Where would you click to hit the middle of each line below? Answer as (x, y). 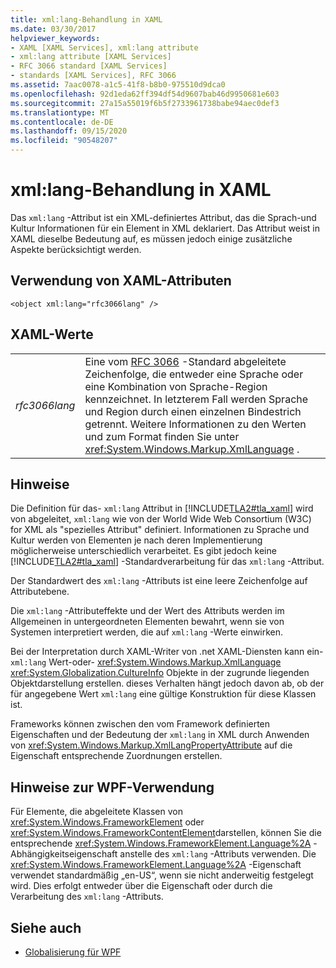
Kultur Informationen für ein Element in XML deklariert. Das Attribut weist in (165, 228)
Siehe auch (46, 927)
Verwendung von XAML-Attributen (121, 281)
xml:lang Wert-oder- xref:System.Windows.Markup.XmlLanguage (146, 662)
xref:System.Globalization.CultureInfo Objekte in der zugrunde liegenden (160, 673)
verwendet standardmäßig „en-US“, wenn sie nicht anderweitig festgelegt (162, 875)
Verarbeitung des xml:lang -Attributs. (87, 897)
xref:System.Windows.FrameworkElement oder (107, 822)
